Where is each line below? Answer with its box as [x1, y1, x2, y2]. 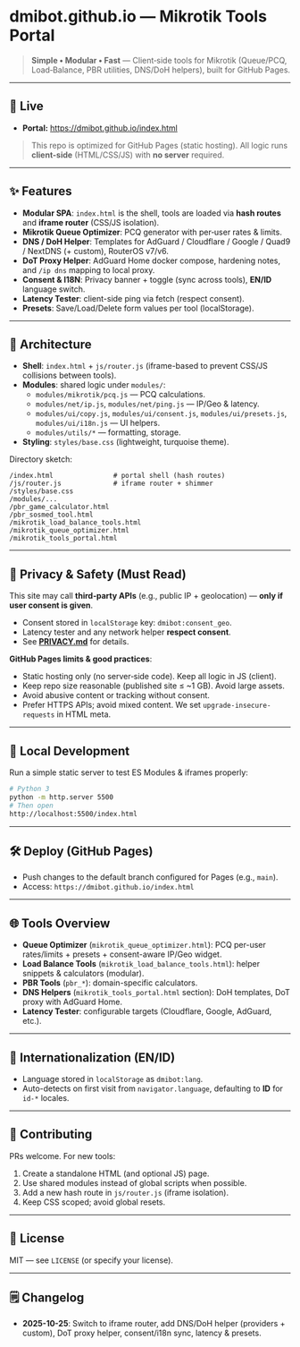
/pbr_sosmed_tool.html [9, 510, 94, 520]
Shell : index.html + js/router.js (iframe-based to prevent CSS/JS [21, 361, 268, 371]
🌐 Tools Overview [9, 916, 111, 931]
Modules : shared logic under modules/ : [21, 379, 166, 390]
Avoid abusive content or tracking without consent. [21, 690, 210, 701]
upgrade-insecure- [202, 701, 271, 711]
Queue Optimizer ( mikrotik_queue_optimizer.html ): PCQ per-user [21, 940, 266, 951]
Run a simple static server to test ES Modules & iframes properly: [9, 767, 248, 778]
